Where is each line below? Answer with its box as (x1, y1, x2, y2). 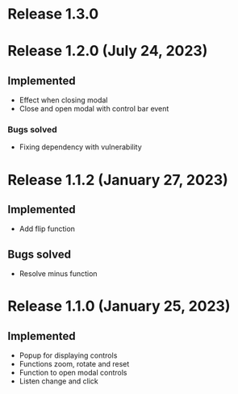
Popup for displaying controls (19, 350, 118, 360)
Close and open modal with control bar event (19, 104, 169, 114)
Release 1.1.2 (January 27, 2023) (7, 170, 229, 189)
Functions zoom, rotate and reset (19, 359, 130, 369)
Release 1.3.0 (7, 5, 99, 23)
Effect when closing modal (19, 95, 108, 105)
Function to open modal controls (19, 368, 127, 378)
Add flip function (19, 224, 76, 234)
